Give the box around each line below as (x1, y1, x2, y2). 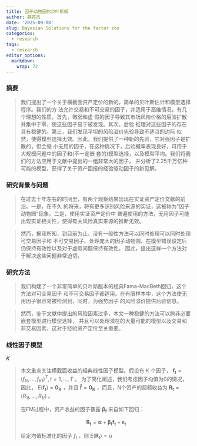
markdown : (11, 58, 35, 64)
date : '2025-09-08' (6, 19, 54, 25)
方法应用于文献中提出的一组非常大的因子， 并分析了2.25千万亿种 (31, 157, 188, 164)
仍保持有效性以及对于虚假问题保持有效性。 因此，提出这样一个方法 (20, 245, 182, 252)
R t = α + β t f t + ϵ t (86, 419, 126, 427)
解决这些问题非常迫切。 (25, 252, 83, 259)
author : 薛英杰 (6, 14, 41, 20)
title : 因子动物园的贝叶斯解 (6, 8, 69, 15)
